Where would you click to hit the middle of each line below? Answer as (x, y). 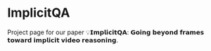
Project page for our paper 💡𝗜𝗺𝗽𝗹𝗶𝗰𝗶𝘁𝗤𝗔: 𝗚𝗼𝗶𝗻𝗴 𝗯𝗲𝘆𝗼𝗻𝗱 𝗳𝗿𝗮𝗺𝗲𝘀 (106, 32)
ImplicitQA (39, 13)
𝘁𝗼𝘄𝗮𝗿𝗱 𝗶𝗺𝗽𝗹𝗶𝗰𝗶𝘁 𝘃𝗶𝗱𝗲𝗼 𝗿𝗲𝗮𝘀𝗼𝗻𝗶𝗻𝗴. (63, 40)
